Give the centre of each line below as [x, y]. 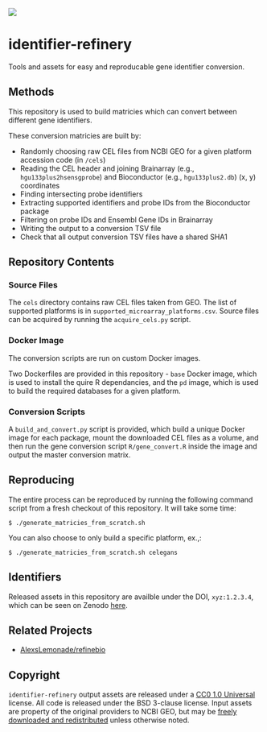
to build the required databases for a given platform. [94, 391]
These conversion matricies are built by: [75, 135]
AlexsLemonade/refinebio [63, 650]
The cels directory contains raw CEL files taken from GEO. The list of [123, 303]
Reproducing [41, 480]
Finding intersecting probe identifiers [81, 194]
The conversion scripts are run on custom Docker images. [105, 358]
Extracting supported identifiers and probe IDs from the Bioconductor [135, 202]
